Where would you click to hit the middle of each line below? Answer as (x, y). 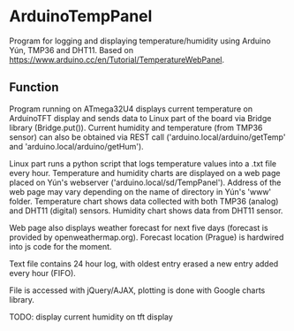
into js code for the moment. (60, 246)
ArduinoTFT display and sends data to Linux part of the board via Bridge (140, 118)
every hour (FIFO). (43, 273)
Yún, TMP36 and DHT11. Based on (72, 50)
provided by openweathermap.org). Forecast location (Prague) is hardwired (147, 237)
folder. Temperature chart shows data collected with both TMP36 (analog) (144, 201)
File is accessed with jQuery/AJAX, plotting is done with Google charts (137, 290)
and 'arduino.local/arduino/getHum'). (76, 146)
